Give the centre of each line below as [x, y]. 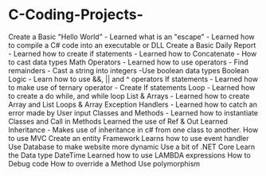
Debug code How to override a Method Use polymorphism [104, 163]
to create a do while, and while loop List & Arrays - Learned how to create [129, 96]
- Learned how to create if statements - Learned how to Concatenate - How [133, 53]
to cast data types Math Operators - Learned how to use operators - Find [128, 62]
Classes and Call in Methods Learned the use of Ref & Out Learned [118, 121]
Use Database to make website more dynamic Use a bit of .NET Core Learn [132, 147]
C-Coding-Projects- [76, 15]
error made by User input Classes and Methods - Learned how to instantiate [133, 112]
